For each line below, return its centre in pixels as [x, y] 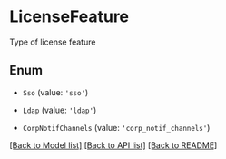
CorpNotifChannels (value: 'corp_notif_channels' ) [116, 127]
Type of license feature [53, 42]
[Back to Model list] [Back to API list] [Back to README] [113, 145]
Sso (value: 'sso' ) [55, 92]
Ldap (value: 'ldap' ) [59, 110]
